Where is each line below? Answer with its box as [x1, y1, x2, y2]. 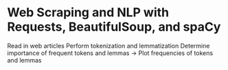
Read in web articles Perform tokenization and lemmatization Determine [7, 41, 210, 50]
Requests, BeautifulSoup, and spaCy [7, 19, 221, 35]
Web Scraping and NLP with [7, 5, 170, 20]
